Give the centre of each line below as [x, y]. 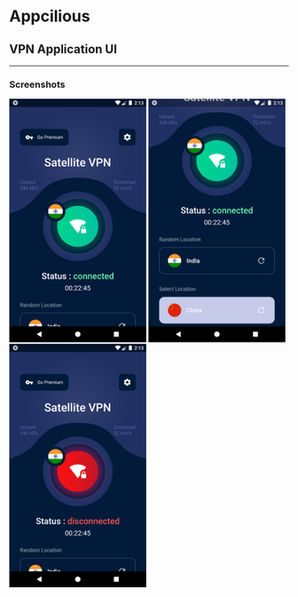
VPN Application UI [63, 49]
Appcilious [50, 16]
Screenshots [37, 84]
